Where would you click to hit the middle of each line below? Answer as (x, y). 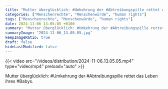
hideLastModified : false (31, 47)
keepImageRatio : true (28, 38)
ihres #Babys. (19, 81)
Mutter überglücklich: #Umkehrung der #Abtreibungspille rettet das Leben (81, 76)
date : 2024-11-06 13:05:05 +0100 (40, 24)
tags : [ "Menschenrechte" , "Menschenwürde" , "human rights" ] (69, 19)
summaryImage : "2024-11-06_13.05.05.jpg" (49, 33)
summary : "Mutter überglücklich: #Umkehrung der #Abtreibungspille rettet (85, 28)
